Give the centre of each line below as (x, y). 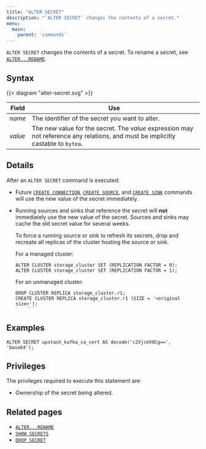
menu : (13, 23)
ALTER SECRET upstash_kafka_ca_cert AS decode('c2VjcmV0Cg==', (89, 342)
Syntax (20, 78)
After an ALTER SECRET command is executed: (63, 180)
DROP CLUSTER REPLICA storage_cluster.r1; (70, 293)
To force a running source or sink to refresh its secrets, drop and (97, 235)
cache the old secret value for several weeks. (73, 223)
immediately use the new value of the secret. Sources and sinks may (102, 217)
